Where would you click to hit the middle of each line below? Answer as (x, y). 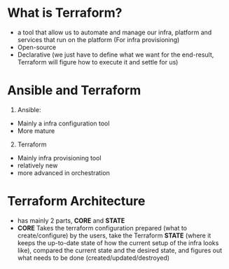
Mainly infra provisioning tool (59, 158)
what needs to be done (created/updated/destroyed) (93, 258)
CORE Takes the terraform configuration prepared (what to (102, 228)
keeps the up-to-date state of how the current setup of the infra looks (118, 242)
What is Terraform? (65, 13)
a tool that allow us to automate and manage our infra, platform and (114, 32)
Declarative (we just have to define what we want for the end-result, (116, 55)
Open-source (37, 47)
